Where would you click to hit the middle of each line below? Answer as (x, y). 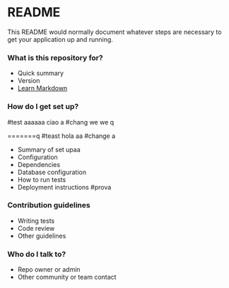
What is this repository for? (55, 57)
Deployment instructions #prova (64, 187)
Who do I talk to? (37, 254)
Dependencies (39, 164)
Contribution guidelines (49, 205)
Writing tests (36, 221)
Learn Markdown (42, 88)
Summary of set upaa (49, 149)
